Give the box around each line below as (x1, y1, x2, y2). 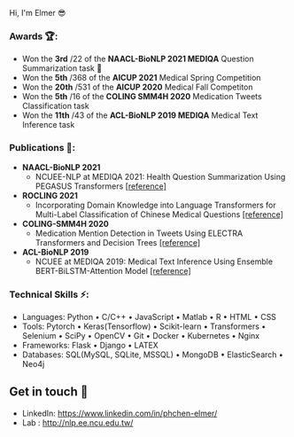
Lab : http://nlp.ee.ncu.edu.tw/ (21, 417, 134, 428)
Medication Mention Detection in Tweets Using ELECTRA (35, 228, 244, 238)
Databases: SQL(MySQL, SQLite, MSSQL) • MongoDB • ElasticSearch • (21, 349, 283, 360)
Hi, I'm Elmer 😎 (9, 8, 66, 18)
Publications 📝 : (9, 142, 76, 154)
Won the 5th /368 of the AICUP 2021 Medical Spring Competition (21, 73, 261, 83)
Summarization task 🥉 (21, 63, 103, 74)
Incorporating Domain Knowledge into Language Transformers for (35, 199, 276, 210)
